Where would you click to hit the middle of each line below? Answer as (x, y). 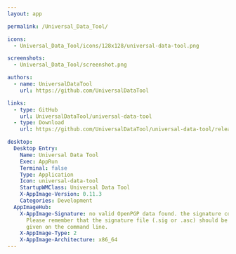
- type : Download (39, 123)
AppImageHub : (33, 207)
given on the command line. (67, 227)
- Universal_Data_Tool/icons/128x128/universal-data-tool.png (106, 46)
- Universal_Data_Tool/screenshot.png (71, 65)
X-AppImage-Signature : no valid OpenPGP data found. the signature (120, 214)
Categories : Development (56, 201)
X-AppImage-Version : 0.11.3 (61, 194)
